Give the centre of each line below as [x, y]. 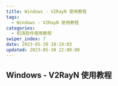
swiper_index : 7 [26, 39]
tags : [13, 17]
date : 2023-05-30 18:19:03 [39, 45]
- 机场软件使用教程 [31, 34]
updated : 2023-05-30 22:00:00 [43, 50]
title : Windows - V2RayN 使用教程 [46, 11]
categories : [21, 28]
